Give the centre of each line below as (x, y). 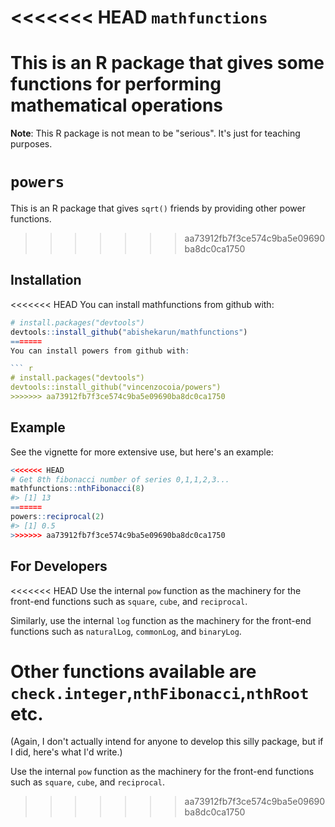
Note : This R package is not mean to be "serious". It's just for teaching (155, 133)
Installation (46, 280)
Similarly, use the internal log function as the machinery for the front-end (161, 620)
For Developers (59, 566)
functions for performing (116, 84)
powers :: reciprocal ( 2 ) (57, 517)
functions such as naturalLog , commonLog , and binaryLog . (126, 631)
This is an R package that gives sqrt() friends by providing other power (158, 208)
